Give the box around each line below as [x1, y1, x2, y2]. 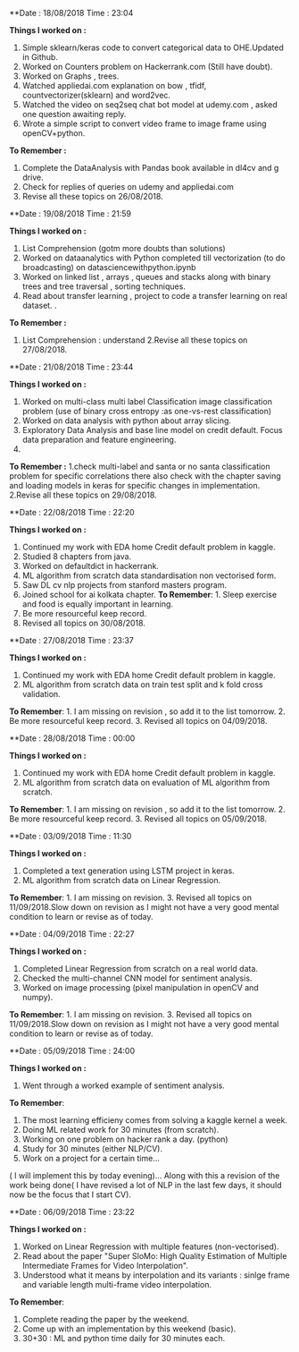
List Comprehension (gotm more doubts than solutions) [21, 243, 226, 253]
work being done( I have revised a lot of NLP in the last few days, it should [9, 1180, 283, 1190]
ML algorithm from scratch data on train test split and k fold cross [21, 679, 263, 690]
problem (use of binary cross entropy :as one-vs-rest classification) [21, 406, 272, 416]
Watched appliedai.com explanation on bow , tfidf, [21, 81, 207, 90]
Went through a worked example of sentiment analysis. [21, 1080, 225, 1091]
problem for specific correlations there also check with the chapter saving [9, 471, 281, 481]
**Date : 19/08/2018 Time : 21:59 [9, 208, 132, 218]
